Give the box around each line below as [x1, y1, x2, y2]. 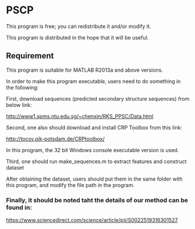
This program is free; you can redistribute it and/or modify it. [6, 23, 151, 30]
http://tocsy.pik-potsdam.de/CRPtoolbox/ [6, 135, 105, 142]
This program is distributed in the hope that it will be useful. [6, 34, 149, 41]
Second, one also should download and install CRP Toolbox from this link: [6, 124, 182, 131]
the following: [6, 84, 39, 91]
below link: [6, 101, 32, 108]
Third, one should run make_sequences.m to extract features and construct [6, 158, 187, 165]
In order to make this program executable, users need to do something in [6, 77, 181, 84]
